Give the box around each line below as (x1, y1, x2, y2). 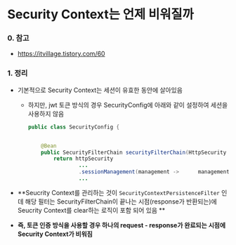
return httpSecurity (53, 155, 114, 162)
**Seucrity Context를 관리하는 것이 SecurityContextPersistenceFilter (17, 188, 220, 197)
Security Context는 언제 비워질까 (7, 6, 195, 22)
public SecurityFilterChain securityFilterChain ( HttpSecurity (41, 149, 227, 156)
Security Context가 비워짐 (17, 230, 93, 238)
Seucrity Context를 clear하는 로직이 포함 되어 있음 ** (17, 206, 166, 214)
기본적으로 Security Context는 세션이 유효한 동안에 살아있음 (17, 86, 183, 94)
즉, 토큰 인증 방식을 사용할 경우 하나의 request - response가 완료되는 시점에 (17, 220, 226, 229)
